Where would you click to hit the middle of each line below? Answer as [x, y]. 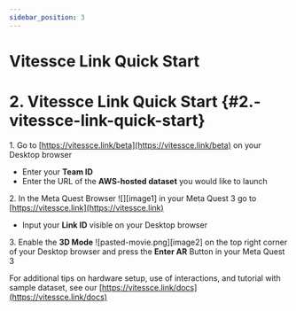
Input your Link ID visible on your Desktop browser [115, 225]
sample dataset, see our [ [56, 287]
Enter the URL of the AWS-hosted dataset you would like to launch [144, 181]
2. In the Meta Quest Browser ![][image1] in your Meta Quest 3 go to [133, 198]
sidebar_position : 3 [47, 17]
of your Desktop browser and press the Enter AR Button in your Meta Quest [147, 251]
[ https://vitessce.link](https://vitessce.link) [86, 207]
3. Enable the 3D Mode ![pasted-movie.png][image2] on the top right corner [148, 242]
